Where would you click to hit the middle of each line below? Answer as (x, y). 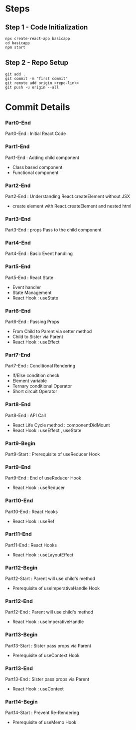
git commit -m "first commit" (37, 78)
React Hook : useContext (38, 689)
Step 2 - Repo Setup (37, 63)
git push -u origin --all (32, 87)
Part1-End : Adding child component (42, 157)
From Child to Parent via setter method (52, 331)
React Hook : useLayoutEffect (43, 554)
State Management (32, 292)
